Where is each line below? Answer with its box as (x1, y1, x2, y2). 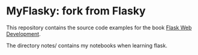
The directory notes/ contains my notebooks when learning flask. (6, 42, 168, 49)
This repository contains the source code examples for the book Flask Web (6, 24, 192, 31)
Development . (6, 30, 41, 37)
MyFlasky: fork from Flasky (6, 4, 146, 18)
